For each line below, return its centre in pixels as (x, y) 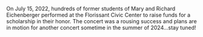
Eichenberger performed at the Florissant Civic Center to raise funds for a (98, 15)
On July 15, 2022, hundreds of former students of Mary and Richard (91, 9)
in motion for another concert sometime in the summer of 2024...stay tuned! (101, 27)
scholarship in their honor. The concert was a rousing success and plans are (101, 21)
